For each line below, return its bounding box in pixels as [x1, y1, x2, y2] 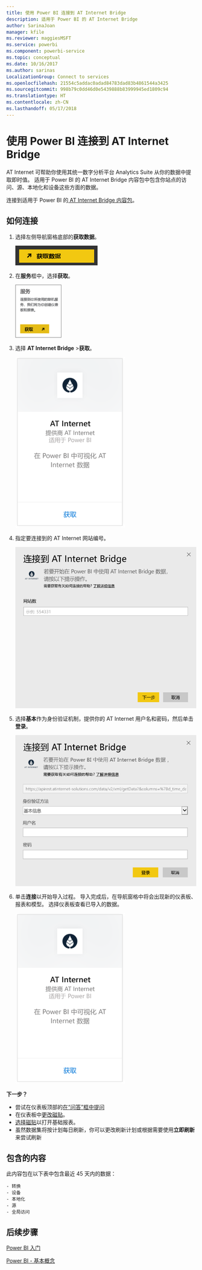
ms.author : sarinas [6, 67, 55, 73]
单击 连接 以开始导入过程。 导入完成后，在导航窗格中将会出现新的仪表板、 [14, 893, 197, 900]
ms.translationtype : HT [6, 93, 66, 99]
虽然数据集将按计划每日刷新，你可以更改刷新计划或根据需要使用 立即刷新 [14, 1126, 195, 1133]
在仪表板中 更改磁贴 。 [14, 1111, 68, 1118]
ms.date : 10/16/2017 [6, 61, 58, 67]
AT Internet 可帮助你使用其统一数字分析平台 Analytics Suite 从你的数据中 [6, 168, 186, 176]
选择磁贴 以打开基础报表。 [14, 1118, 79, 1126]
